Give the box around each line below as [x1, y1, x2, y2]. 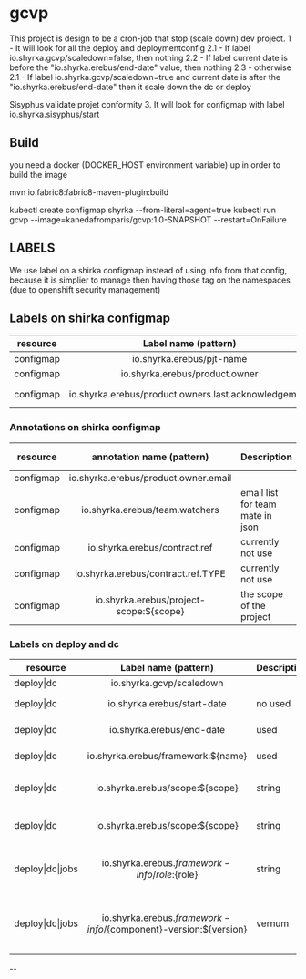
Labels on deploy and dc [9, 637, 120, 650]
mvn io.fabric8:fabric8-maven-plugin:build [9, 186, 169, 198]
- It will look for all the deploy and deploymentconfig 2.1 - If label [9, 42, 250, 53]
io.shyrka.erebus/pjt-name [131, 353, 248, 366]
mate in [240, 509, 272, 521]
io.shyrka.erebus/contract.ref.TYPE [75, 567, 226, 580]
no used [256, 696, 291, 709]
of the [240, 599, 266, 612]
